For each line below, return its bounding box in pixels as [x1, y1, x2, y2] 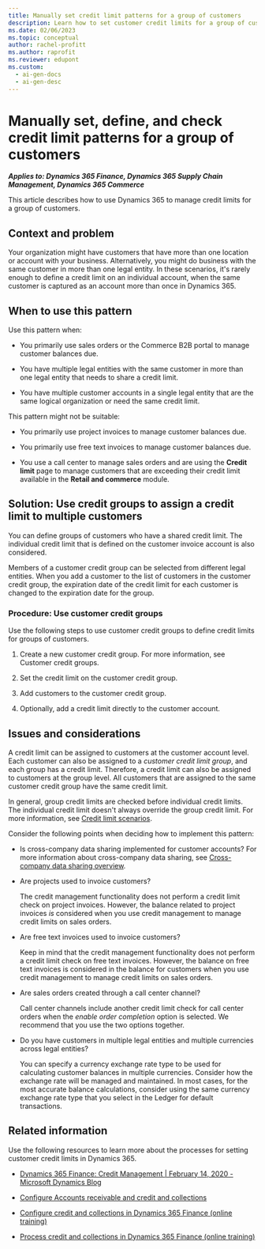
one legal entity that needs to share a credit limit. [19, 373, 179, 382]
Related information [8, 1124, 108, 1137]
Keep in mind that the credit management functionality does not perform [19, 947, 256, 957]
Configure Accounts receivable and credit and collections [19, 1192, 207, 1202]
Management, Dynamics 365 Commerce [8, 180, 144, 190]
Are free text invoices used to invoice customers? [19, 932, 181, 941]
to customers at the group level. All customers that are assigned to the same [8, 773, 256, 782]
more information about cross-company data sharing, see [19, 852, 207, 862]
